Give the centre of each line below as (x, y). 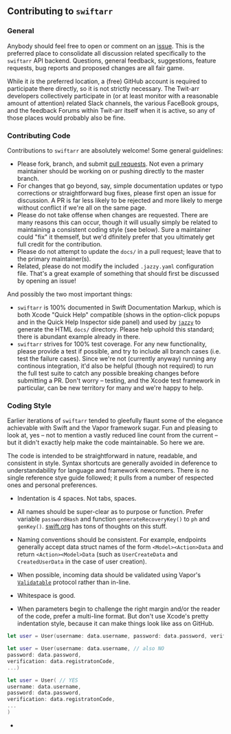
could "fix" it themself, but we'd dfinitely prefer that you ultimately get (116, 237)
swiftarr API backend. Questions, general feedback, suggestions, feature (112, 61)
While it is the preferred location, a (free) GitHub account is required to (107, 81)
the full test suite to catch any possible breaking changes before (108, 373)
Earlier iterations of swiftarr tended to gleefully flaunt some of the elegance (115, 421)
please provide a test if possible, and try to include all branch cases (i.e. (119, 351)
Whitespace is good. (46, 596)
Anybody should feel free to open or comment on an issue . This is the (106, 46)
